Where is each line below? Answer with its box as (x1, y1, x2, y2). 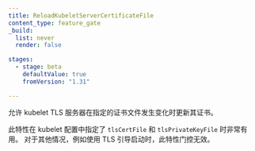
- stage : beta (15, 63, 62, 72)
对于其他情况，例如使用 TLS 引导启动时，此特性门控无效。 (23, 134, 215, 144)
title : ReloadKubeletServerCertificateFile (8, 11, 154, 20)
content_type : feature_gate (8, 19, 101, 27)
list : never (15, 33, 55, 42)
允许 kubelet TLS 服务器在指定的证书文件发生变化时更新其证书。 (8, 107, 218, 117)
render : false (15, 41, 62, 49)
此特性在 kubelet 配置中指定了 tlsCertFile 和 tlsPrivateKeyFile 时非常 (8, 124, 241, 134)
